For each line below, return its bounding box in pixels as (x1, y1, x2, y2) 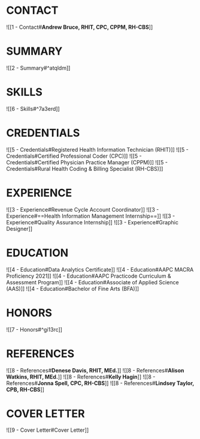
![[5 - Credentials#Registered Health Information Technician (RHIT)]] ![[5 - (6, 146, 189, 153)
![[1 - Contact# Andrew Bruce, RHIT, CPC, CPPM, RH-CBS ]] (6, 23, 153, 31)
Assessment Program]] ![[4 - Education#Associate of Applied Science (6, 278, 179, 285)
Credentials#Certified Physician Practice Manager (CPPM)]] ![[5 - (6, 158, 168, 166)
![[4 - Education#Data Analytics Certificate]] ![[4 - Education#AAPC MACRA (6, 266, 194, 273)
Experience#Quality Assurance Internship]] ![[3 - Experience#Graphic (6, 218, 178, 225)
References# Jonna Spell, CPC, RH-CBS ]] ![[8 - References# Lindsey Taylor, (6, 379, 195, 387)
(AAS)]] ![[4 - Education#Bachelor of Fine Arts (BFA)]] (6, 285, 140, 292)
